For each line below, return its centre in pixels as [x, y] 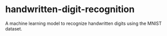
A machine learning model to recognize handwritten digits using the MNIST [83, 23]
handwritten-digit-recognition [70, 9]
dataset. [14, 28]
